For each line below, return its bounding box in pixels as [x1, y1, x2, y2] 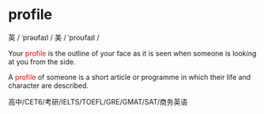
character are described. [8, 81, 89, 90]
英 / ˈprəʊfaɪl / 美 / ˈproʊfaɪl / [8, 32, 100, 42]
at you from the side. [8, 57, 76, 66]
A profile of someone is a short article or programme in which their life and [8, 72, 251, 82]
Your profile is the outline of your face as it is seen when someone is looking [8, 48, 257, 58]
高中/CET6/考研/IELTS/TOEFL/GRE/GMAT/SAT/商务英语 [8, 97, 188, 106]
